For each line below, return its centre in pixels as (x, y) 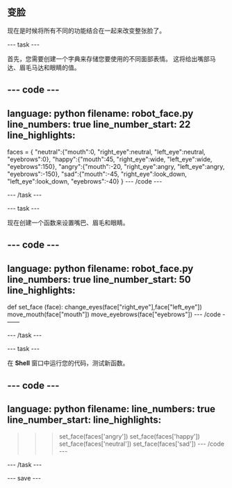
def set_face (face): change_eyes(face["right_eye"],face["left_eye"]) (105, 307)
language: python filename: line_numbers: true (111, 409)
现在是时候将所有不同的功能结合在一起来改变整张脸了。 (86, 31)
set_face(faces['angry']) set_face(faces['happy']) (129, 437)
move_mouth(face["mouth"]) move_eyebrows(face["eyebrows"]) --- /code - (116, 314)
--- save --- (24, 478)
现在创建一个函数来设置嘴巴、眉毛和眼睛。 (68, 223)
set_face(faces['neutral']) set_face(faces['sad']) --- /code (141, 444)
